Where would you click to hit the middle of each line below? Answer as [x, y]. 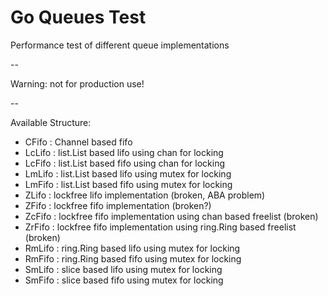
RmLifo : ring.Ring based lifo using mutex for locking [132, 248]
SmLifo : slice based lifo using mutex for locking [123, 269]
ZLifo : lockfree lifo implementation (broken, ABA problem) [145, 195]
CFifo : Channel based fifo [78, 142]
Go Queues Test [78, 17]
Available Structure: [51, 122]
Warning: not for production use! [77, 83]
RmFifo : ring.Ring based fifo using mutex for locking [133, 258]
